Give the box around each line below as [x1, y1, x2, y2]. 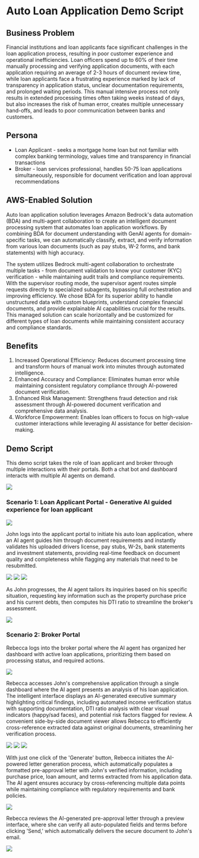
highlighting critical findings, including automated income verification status [6, 698, 192, 706]
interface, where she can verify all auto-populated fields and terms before [6, 820, 187, 828]
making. [14, 426, 34, 433]
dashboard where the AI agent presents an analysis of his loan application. [6, 686, 189, 693]
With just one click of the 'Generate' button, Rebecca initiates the [6, 754, 166, 761]
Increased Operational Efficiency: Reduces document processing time [14, 357, 186, 364]
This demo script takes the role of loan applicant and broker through [6, 460, 173, 467]
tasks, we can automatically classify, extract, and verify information [27, 236, 192, 244]
